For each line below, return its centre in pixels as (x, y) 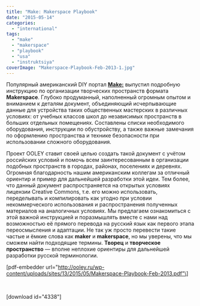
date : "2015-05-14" (31, 17)
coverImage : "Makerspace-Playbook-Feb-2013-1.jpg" (71, 67)
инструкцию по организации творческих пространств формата (87, 91)
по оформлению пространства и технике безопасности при (83, 136)
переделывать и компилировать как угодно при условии (79, 198)
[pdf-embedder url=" (32, 267)
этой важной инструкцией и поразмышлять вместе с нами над (87, 217)
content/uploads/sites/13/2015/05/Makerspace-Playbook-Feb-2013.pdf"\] (97, 274)
